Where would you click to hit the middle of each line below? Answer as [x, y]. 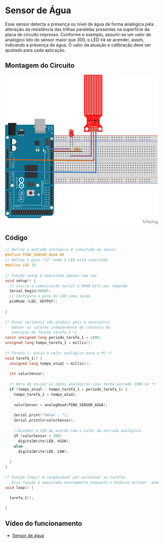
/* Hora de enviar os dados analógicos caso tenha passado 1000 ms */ [83, 384]
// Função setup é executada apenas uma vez [51, 275]
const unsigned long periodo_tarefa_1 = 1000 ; [53, 338]
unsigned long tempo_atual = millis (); [50, 363]
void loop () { [20, 488]
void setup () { [20, 281]
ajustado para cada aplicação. [35, 50]
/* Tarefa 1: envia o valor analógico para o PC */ [59, 353]
